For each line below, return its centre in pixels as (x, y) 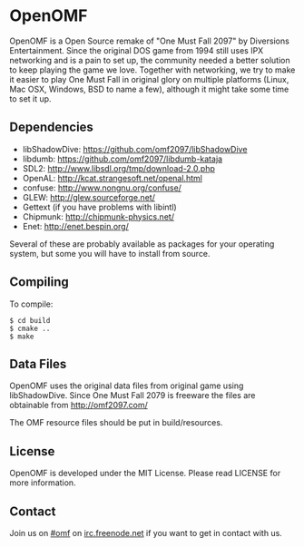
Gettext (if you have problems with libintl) (99, 207)
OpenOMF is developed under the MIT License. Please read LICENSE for (145, 474)
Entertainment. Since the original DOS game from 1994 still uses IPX (137, 50)
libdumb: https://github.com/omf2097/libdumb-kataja (123, 159)
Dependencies (51, 127)
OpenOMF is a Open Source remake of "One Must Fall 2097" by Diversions (150, 41)
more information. (43, 483)
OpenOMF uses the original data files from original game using (127, 386)
